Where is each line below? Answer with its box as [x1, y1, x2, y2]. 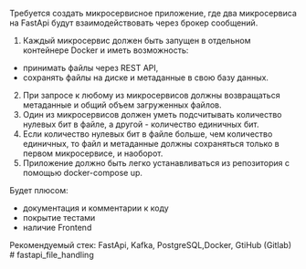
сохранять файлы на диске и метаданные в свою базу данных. [22, 72, 269, 83]
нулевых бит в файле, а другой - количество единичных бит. [22, 119, 259, 129]
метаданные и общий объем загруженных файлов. [22, 99, 222, 110]
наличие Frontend [22, 222, 92, 233]
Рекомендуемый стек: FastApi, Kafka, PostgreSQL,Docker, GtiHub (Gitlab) [9, 240, 292, 250]
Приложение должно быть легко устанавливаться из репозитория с [22, 158, 290, 168]
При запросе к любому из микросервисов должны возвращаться [22, 90, 280, 100]
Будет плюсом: [9, 185, 69, 195]
